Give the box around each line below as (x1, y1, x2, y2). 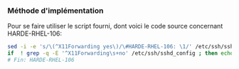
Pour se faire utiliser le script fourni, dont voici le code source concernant (7, 22, 223, 31)
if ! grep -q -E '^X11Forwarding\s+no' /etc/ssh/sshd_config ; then (7, 50, 218, 57)
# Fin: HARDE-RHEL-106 (7, 56, 75, 64)
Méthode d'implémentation (7, 6, 104, 16)
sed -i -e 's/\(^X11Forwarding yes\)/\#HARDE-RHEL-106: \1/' (7, 43, 193, 51)
